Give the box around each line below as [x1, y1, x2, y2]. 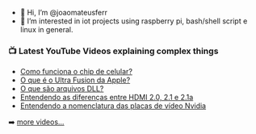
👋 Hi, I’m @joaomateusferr [19, 8, 107, 17]
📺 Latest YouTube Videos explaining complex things [8, 45, 219, 57]
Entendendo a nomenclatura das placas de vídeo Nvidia [19, 101, 207, 111]
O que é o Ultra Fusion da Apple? [19, 75, 131, 85]
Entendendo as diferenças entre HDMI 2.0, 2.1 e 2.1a [19, 93, 194, 103]
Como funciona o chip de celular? [19, 67, 133, 77]
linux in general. [19, 25, 74, 34]
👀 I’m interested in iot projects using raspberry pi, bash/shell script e [19, 16, 248, 26]
